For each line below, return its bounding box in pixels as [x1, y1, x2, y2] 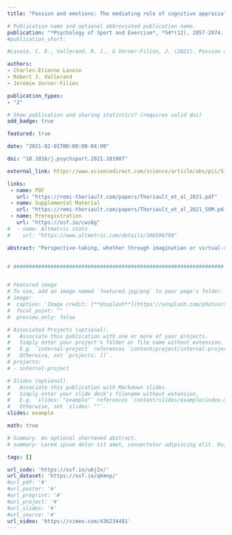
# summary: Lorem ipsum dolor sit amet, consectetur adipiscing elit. [7, 441, 215, 448]
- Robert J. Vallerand [7, 73, 72, 80]
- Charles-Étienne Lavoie [7, 67, 81, 74]
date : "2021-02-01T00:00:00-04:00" [7, 143, 110, 150]
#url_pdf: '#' [7, 479, 48, 486]
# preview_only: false [7, 313, 76, 321]
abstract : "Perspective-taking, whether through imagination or [7, 244, 196, 252]
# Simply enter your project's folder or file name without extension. [7, 339, 224, 347]
